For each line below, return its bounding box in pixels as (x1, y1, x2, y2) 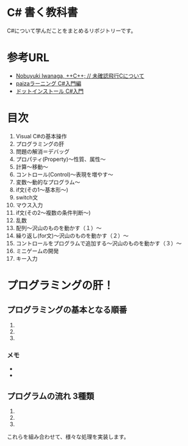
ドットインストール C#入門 (15, 87, 84, 95)
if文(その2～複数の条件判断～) (15, 209, 91, 216)
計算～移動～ (15, 163, 48, 170)
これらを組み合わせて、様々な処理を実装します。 (7, 433, 129, 440)
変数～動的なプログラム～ (15, 178, 81, 185)
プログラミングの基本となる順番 (7, 305, 128, 315)
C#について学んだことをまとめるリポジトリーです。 (7, 27, 137, 34)
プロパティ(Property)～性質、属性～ (15, 155, 106, 163)
